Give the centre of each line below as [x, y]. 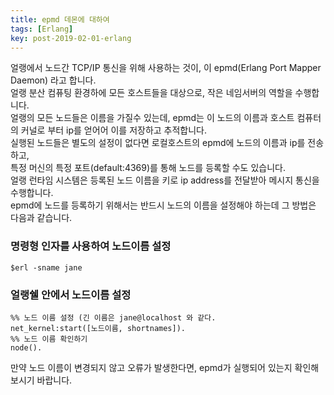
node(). [26, 347]
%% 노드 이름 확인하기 [49, 339]
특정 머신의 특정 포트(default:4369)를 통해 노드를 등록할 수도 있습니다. [148, 168]
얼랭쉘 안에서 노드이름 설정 [71, 294]
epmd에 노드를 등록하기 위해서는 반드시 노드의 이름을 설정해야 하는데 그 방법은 [163, 205]
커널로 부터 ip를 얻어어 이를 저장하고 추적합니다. [114, 130]
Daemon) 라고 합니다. [53, 80]
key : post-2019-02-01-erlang [71, 38]
